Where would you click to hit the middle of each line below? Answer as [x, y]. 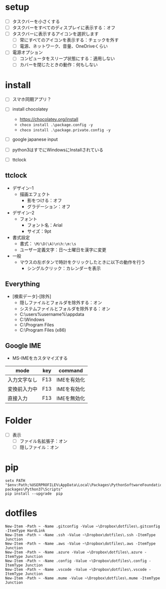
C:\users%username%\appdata [52, 314]
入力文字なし [23, 380]
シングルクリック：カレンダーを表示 [64, 268]
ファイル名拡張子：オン [43, 441]
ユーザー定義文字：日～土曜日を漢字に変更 [63, 250]
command [71, 371]
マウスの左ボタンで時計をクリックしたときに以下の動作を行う [83, 262]
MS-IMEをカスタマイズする [40, 358]
